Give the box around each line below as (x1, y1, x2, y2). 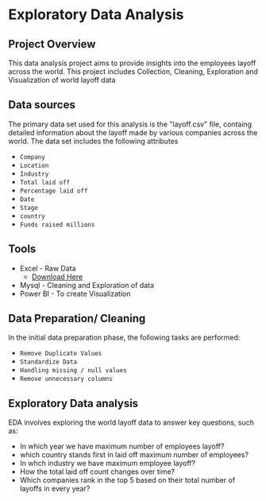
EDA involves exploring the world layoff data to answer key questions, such (8, 417, 254, 427)
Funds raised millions (19, 220, 95, 228)
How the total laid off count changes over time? (19, 467, 175, 476)
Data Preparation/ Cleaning (8, 312, 146, 325)
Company (19, 153, 45, 161)
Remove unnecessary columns (19, 375, 113, 383)
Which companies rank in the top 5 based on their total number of (19, 476, 236, 485)
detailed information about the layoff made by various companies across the (8, 127, 258, 137)
